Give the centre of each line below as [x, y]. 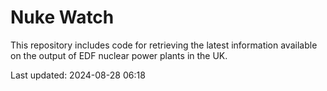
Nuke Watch [62, 17]
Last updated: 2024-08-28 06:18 [78, 75]
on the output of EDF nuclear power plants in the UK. [119, 55]
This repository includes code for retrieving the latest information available [164, 45]
